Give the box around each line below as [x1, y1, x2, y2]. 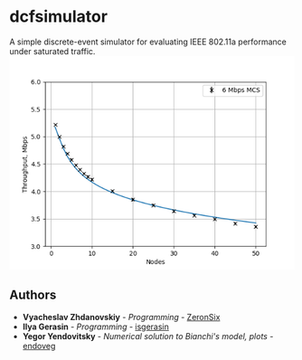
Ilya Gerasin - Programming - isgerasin [22, 321, 170, 332]
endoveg [22, 340, 56, 351]
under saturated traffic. [9, 45, 96, 56]
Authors [9, 288, 57, 303]
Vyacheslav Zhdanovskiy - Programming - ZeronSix [22, 311, 221, 322]
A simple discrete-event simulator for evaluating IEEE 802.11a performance [9, 36, 287, 47]
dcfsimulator [9, 6, 109, 27]
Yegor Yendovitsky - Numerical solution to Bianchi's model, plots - [22, 330, 274, 341]
